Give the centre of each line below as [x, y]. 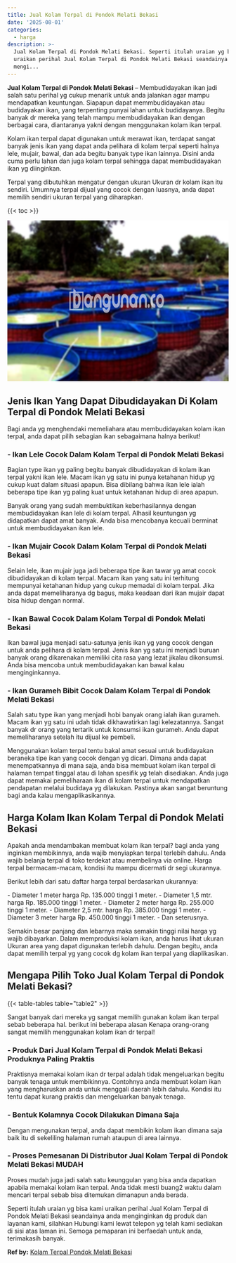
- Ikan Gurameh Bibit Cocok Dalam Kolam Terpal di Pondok [109, 691]
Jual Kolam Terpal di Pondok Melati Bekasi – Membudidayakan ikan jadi [112, 87]
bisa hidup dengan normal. [46, 600]
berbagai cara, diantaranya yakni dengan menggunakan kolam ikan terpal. [115, 125]
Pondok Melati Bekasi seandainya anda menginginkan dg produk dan [107, 1216]
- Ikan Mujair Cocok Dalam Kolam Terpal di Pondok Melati [107, 547]
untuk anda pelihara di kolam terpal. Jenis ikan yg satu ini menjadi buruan [113, 650]
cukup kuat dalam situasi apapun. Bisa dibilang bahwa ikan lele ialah [106, 485]
